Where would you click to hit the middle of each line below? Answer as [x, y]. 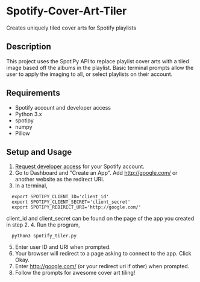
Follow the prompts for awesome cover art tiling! [75, 273]
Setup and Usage [39, 152]
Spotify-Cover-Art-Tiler [67, 11]
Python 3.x [28, 114]
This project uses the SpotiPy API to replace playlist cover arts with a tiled [98, 61]
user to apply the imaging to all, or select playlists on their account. [89, 74]
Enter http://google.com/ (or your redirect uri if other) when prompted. [102, 266]
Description [29, 47]
